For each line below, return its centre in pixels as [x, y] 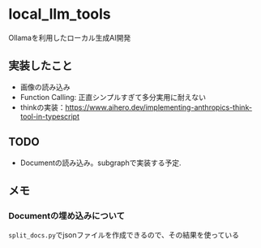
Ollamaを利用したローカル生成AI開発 [70, 37]
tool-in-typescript [49, 116]
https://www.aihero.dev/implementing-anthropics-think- [159, 107]
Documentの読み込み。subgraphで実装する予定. [101, 163]
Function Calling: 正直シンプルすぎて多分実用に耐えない [113, 97]
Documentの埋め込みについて [67, 215]
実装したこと [41, 66]
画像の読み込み [45, 87]
